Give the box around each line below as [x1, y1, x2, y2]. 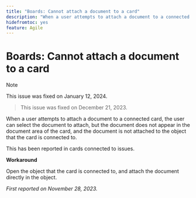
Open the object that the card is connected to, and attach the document [6, 168, 180, 175]
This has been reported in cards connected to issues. [6, 145, 135, 152]
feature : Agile [6, 24, 43, 31]
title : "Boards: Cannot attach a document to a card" [6, 8, 140, 15]
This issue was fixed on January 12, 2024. [6, 93, 108, 100]
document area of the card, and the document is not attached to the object [6, 128, 187, 135]
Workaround [6, 157, 37, 164]
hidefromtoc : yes [6, 19, 49, 25]
